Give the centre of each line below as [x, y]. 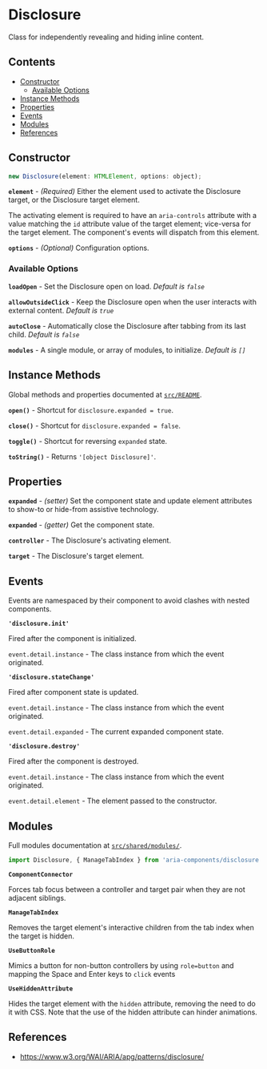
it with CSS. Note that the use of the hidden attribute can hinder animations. [133, 1012]
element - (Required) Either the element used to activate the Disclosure [125, 192]
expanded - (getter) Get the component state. [82, 525]
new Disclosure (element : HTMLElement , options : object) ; [105, 176]
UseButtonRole [32, 950]
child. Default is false [44, 334]
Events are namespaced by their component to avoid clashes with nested [129, 601]
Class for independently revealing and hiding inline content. [106, 37]
